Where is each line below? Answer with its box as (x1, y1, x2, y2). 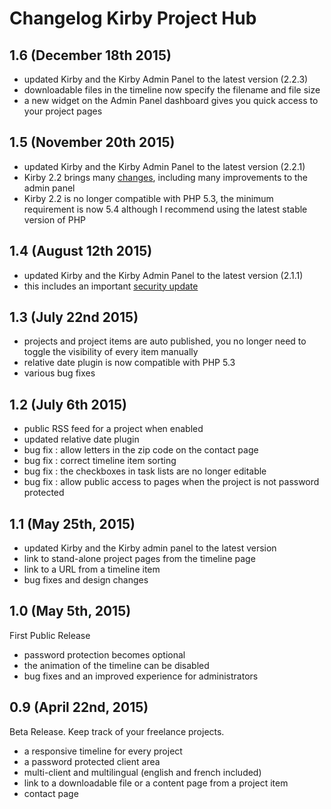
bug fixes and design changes (23, 574, 149, 586)
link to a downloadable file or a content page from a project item (23, 777, 289, 789)
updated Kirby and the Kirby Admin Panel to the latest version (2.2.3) (23, 73, 309, 85)
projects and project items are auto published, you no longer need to (23, 335, 307, 347)
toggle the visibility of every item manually (23, 346, 199, 358)
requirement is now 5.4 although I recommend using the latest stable (23, 203, 308, 215)
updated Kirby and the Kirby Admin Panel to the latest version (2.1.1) (23, 269, 304, 281)
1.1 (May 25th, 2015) (9, 515, 136, 532)
